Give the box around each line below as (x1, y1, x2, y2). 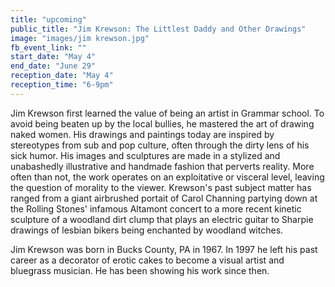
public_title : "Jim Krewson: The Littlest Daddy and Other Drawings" (10, 24, 307, 34)
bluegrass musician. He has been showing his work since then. (10, 264, 270, 276)
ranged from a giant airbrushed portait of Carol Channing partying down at (10, 192, 318, 204)
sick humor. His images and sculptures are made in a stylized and (10, 149, 281, 161)
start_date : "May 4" (10, 52, 97, 62)
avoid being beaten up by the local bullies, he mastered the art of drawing (10, 117, 315, 130)
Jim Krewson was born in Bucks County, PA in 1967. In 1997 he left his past (10, 243, 318, 255)
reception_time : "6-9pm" (10, 80, 114, 90)
